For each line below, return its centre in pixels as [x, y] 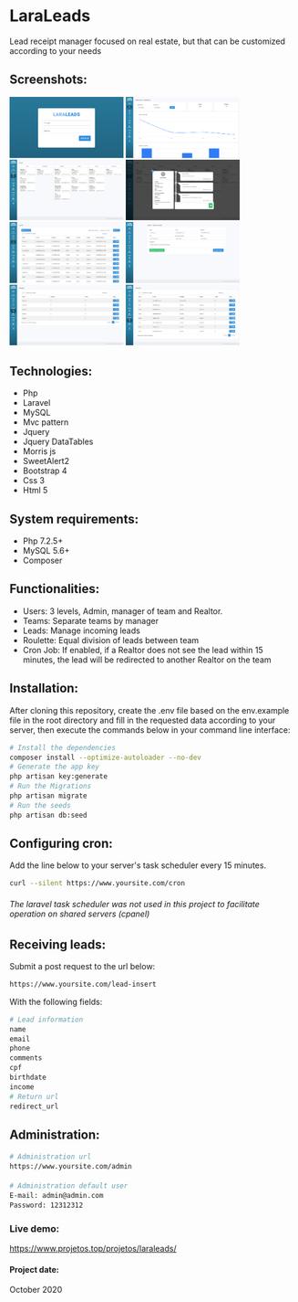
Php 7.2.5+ [43, 541]
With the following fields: [56, 1001]
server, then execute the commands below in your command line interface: [150, 730]
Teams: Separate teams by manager [91, 620]
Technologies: [51, 371]
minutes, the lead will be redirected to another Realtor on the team [147, 660]
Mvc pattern [46, 422]
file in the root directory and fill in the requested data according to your [143, 720]
